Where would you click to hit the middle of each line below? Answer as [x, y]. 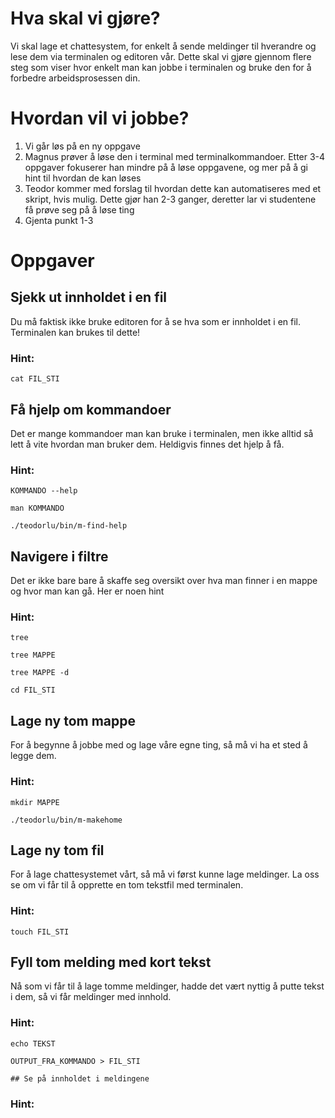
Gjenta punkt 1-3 [59, 220]
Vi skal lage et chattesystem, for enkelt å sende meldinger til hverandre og [163, 46]
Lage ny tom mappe [73, 720]
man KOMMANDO [37, 508]
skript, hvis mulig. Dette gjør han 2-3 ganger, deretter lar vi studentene [170, 199]
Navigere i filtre [59, 556]
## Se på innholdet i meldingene [80, 1078]
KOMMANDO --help [44, 491]
